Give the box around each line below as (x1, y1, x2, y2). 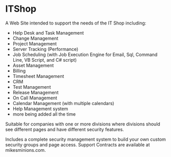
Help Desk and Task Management (12, 30, 84, 36)
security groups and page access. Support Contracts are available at (5, 141, 150, 148)
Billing (12, 67, 26, 74)
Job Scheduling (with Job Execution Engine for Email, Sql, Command (12, 51, 158, 58)
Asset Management (12, 62, 54, 68)
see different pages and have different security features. (5, 126, 124, 133)
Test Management (12, 84, 51, 90)
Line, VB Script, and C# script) (12, 57, 77, 63)
